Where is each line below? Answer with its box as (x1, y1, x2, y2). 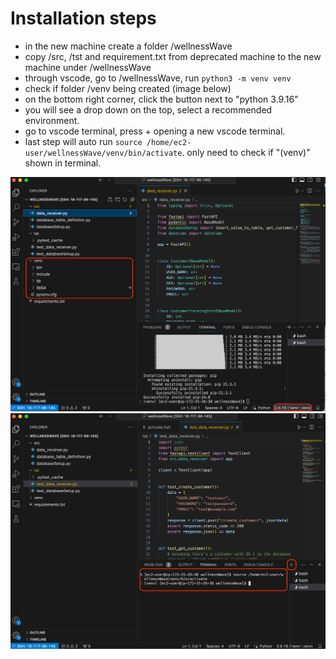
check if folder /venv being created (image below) (24, 82, 232, 94)
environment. (24, 114, 80, 126)
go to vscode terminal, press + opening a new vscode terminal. (24, 125, 286, 137)
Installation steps (10, 7, 157, 30)
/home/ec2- (146, 137, 192, 147)
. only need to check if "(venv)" (181, 146, 311, 158)
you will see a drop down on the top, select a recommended (24, 103, 273, 116)
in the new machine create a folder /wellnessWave (24, 40, 233, 52)
